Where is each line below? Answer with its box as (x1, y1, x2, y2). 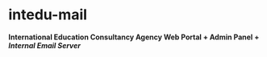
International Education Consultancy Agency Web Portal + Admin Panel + (8, 32, 260, 42)
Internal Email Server (8, 40, 81, 50)
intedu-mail (8, 6, 87, 24)
